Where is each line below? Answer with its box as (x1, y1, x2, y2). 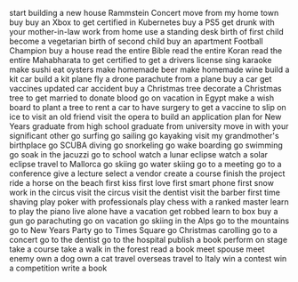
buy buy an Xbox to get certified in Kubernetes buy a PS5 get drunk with (9, 17, 276, 28)
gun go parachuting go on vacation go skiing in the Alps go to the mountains (9, 215, 290, 226)
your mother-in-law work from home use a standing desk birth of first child (9, 27, 285, 36)
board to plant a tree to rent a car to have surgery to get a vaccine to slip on (9, 102, 286, 112)
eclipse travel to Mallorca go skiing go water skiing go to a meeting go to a (9, 159, 282, 169)
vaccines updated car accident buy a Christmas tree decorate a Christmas (9, 84, 282, 93)
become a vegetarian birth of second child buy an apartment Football (9, 36, 264, 46)
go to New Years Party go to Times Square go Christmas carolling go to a (9, 225, 278, 235)
